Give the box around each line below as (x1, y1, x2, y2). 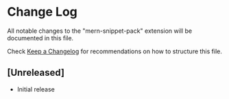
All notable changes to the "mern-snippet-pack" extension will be (7, 27, 193, 35)
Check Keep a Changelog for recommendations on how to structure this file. (7, 47, 223, 55)
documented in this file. (7, 33, 74, 42)
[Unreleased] (7, 67, 65, 79)
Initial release (16, 85, 55, 93)
